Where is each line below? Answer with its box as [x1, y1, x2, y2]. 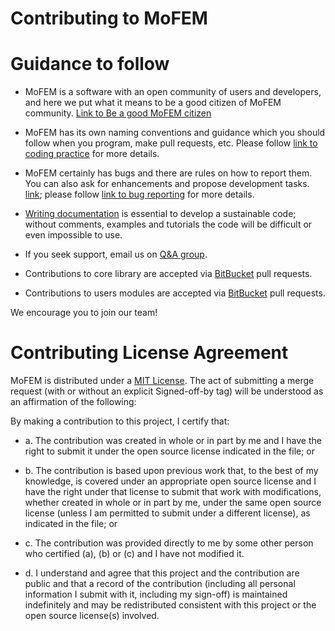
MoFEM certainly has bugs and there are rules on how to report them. [24, 167, 313, 179]
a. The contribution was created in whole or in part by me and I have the [24, 435, 322, 447]
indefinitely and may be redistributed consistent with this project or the [24, 599, 317, 611]
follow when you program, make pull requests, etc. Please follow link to [24, 137, 318, 149]
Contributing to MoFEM [10, 7, 208, 30]
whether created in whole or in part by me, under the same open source [24, 497, 322, 509]
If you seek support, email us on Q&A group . [24, 248, 208, 261]
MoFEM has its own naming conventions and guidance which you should [24, 127, 326, 139]
